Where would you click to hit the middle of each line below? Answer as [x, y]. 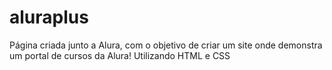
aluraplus [49, 17]
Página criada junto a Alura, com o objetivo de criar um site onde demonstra [166, 45]
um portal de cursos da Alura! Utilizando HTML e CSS [120, 55]
